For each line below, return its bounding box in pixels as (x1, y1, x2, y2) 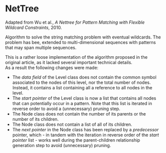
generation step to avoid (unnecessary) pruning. (12, 142, 111, 148)
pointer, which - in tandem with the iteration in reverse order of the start (12, 132, 160, 138)
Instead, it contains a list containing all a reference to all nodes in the (12, 84, 153, 90)
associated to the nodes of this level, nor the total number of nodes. (12, 79, 151, 85)
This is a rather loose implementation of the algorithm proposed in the (5, 54, 148, 60)
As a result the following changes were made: (5, 65, 99, 71)
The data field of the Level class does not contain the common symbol (12, 74, 157, 80)
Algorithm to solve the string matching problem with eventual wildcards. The (5, 34, 161, 40)
